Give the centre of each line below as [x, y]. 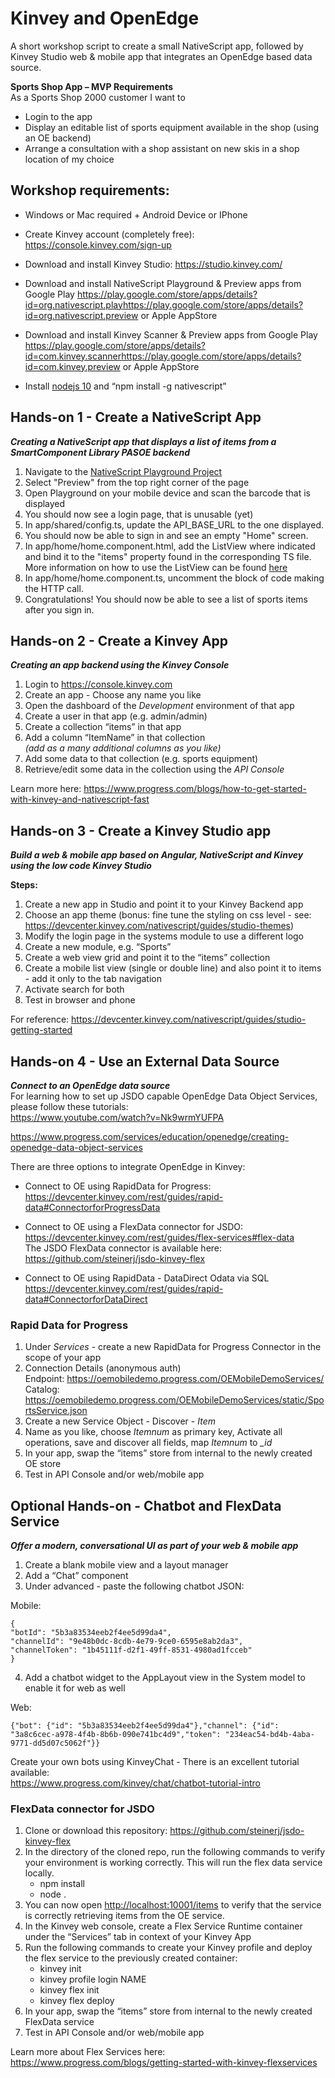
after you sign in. [59, 609]
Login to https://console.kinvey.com [98, 684]
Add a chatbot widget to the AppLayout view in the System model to [165, 1678]
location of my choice [69, 159]
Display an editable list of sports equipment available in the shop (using [172, 127]
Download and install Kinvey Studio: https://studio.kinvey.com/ [153, 264]
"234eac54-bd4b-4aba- [269, 1735]
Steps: [24, 885]
